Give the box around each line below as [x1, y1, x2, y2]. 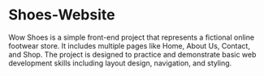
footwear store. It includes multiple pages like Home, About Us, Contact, [8, 40, 250, 50]
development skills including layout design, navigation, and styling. [8, 58, 232, 68]
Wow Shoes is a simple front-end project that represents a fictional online [8, 32, 254, 42]
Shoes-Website [8, 6, 115, 24]
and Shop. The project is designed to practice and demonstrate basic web [8, 49, 257, 59]
